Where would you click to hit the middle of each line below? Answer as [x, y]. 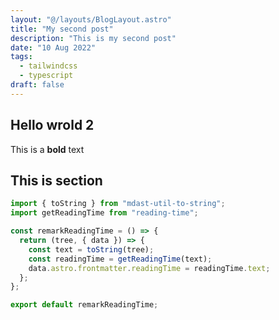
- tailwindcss [48, 66]
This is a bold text [47, 149]
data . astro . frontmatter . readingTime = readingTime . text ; [149, 268]
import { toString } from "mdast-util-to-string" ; [118, 204]
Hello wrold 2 [52, 125]
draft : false [37, 85]
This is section [56, 180]
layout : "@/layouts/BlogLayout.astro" [91, 19]
